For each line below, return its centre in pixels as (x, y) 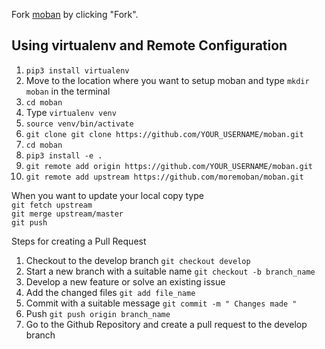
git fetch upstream (52, 205)
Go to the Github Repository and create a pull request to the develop (166, 324)
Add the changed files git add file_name (110, 292)
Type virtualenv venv (71, 112)
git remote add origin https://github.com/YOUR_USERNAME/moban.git (169, 166)
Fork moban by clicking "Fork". (75, 14)
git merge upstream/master (67, 214)
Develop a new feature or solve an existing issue (125, 281)
